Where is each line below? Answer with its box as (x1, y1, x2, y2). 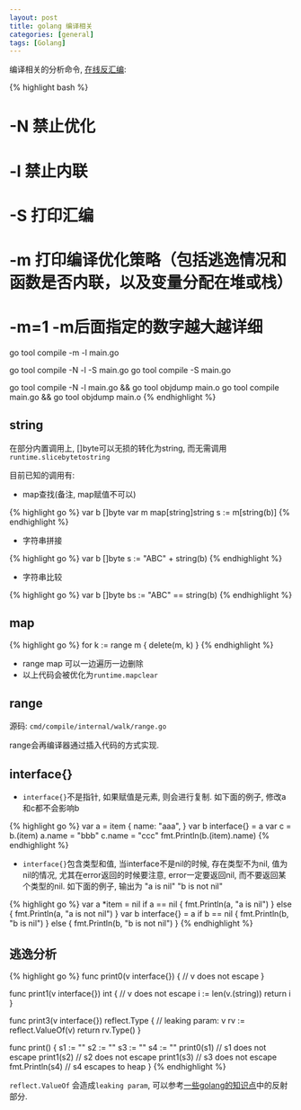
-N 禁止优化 (9, 116, 96, 137)
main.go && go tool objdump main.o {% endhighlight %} (9, 391, 217, 402)
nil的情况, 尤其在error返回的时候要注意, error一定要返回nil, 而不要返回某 (22, 870, 287, 881)
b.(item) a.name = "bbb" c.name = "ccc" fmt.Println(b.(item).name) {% (9, 830, 270, 841)
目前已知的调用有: (9, 470, 75, 480)
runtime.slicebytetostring (9, 452, 111, 461)
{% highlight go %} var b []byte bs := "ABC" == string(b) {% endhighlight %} (9, 589, 293, 600)
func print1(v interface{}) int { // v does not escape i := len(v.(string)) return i (9, 989, 291, 998)
